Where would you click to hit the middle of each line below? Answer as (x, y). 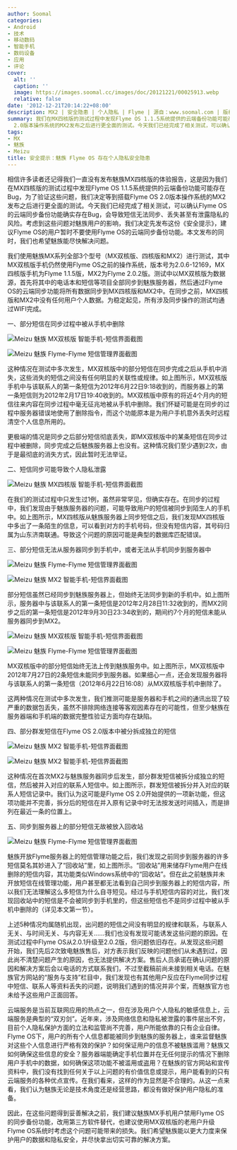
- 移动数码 (21, 40)
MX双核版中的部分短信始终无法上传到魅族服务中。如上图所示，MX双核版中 (116, 666)
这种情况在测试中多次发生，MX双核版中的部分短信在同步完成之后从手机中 (114, 368)
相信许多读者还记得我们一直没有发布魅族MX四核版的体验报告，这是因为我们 (117, 179)
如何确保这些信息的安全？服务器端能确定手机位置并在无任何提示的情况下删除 (119, 1054)
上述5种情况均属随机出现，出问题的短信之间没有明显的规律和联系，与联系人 (117, 924)
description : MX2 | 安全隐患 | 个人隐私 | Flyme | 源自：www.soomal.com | (114, 112)
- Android (22, 27)
